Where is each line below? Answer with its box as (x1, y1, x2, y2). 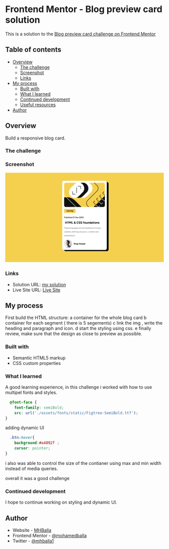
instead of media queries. (5, 465, 58, 472)
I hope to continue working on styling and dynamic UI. (5, 499, 117, 505)
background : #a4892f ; (14, 440, 59, 446)
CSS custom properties (12, 360, 61, 366)
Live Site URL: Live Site (12, 287, 61, 293)
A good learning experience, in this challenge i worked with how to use (5, 384, 152, 390)
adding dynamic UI (5, 425, 44, 431)
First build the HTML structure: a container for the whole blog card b (5, 315, 147, 321)
